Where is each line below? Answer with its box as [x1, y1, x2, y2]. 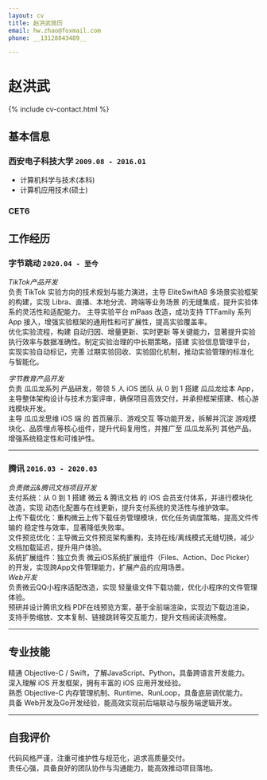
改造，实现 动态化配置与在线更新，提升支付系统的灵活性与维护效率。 [8, 503, 233, 512]
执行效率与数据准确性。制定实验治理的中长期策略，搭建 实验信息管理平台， [8, 337, 254, 347]
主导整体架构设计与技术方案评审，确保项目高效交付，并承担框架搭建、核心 [8, 394, 252, 403]
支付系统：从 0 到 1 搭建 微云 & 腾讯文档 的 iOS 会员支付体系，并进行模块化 [8, 492, 253, 502]
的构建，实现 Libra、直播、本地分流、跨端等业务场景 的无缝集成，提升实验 [8, 297, 252, 307]
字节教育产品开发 [8, 374, 64, 383]
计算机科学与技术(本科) [19, 174, 95, 184]
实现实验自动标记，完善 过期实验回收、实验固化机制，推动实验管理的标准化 [8, 347, 254, 357]
